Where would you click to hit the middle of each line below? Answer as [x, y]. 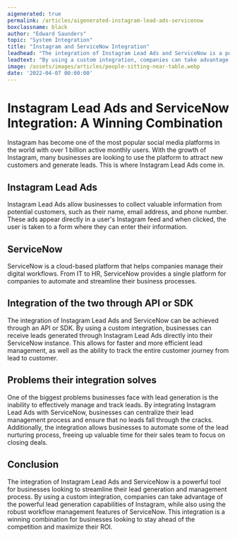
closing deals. [28, 442]
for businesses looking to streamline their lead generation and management [117, 489]
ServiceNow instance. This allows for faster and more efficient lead [105, 343]
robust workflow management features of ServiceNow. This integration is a [116, 511]
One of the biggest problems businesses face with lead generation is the [113, 397]
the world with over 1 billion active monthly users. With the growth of [107, 150]
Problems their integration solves [82, 380]
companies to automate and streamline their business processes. [102, 281]
